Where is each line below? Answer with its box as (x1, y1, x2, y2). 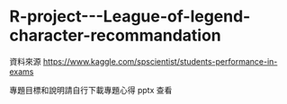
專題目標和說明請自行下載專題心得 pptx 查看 (9, 84, 173, 95)
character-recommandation (9, 25, 222, 46)
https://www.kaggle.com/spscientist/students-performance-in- (42, 56, 278, 66)
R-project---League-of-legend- (9, 6, 251, 27)
